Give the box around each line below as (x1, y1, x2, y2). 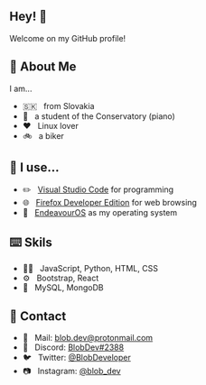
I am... (9, 83, 33, 94)
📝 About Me (9, 60, 77, 75)
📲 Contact (9, 308, 67, 324)
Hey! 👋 (9, 9, 48, 24)
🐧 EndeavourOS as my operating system (22, 207, 178, 218)
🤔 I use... (9, 160, 61, 176)
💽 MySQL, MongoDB (22, 282, 104, 293)
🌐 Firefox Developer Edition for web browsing (22, 197, 197, 208)
